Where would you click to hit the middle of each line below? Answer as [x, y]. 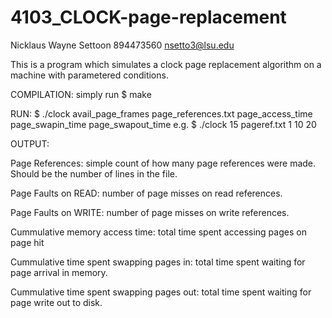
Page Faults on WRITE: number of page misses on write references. [150, 212]
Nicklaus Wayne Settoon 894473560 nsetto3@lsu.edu [122, 45]
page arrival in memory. [59, 272]
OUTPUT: [30, 143]
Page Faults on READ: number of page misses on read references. [146, 193]
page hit [27, 242]
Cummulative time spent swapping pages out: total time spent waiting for [161, 292]
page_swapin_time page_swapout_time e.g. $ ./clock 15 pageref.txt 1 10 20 [163, 124]
